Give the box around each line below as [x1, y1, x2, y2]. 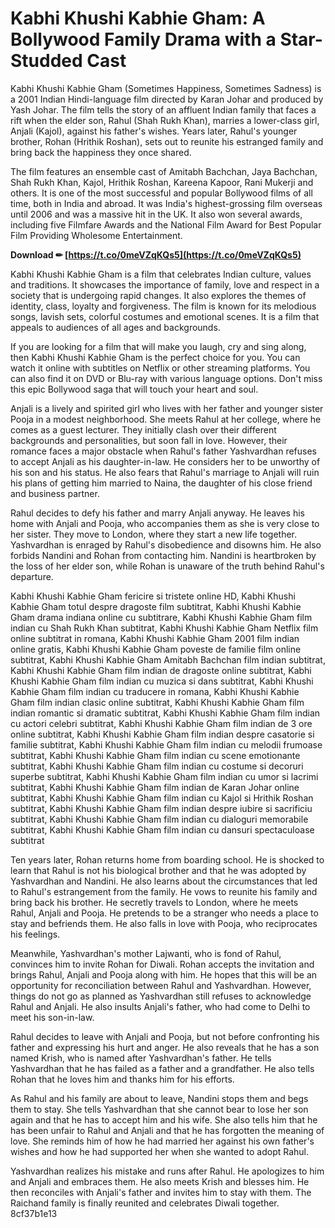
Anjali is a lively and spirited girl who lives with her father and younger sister [10, 402, 324, 414]
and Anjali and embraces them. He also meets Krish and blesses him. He [10, 1175, 310, 1187]
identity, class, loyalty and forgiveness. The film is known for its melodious [10, 300, 317, 312]
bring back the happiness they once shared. [10, 146, 192, 158]
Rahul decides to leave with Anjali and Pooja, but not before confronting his [10, 1030, 320, 1042]
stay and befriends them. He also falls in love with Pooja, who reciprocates [10, 917, 318, 929]
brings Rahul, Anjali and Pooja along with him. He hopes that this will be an [10, 968, 318, 981]
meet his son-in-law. [10, 1011, 95, 1023]
